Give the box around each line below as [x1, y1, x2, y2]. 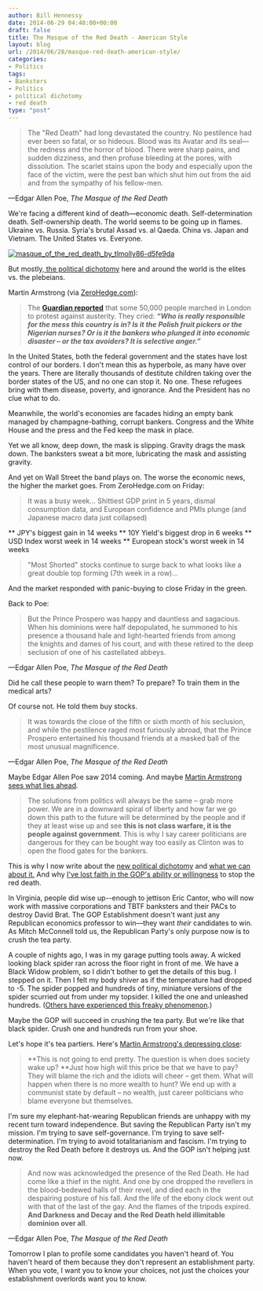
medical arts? [8, 686, 53, 696]
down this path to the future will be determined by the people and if [27, 813, 246, 822]
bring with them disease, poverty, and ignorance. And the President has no [8, 385, 250, 394]
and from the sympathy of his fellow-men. [27, 178, 163, 187]
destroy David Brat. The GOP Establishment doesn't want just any [8, 910, 221, 919]
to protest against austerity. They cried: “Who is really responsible [27, 311, 246, 321]
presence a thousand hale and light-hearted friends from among [27, 631, 236, 640]
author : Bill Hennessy [8, 11, 82, 20]
